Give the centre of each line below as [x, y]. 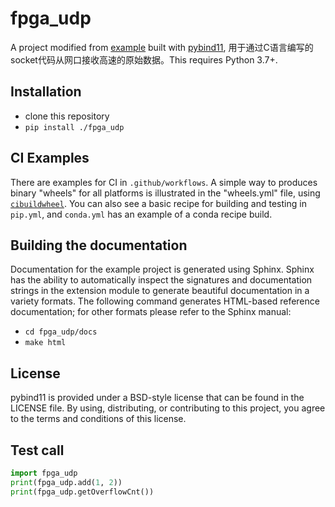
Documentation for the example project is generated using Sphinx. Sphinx [162, 269]
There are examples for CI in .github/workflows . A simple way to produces [164, 182]
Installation [46, 92]
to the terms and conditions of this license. [98, 419]
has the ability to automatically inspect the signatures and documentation [161, 280]
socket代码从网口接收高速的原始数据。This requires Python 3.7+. [144, 59]
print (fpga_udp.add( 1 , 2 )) [66, 482]
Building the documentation [99, 245]
